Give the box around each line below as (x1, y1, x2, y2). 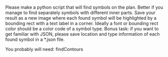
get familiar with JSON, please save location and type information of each (5, 31, 160, 37)
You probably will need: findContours (5, 46, 83, 52)
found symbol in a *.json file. (5, 36, 65, 42)
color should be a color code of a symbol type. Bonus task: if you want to (5, 26, 159, 32)
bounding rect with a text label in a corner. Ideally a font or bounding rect (5, 20, 159, 26)
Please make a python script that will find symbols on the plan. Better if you (5, 5, 163, 10)
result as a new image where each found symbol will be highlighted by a (5, 15, 157, 21)
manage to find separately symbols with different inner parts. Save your (5, 10, 156, 16)
